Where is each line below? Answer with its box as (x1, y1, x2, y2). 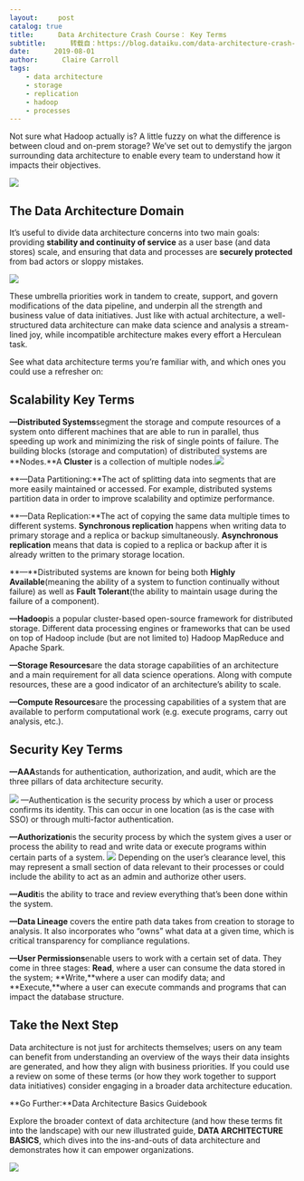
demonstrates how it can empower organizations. (9, 1144, 195, 1155)
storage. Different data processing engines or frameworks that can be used (9, 622, 291, 633)
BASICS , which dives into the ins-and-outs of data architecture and (9, 1135, 261, 1146)
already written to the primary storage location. (9, 549, 185, 560)
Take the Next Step (9, 1018, 119, 1033)
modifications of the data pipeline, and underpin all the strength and (9, 300, 263, 311)
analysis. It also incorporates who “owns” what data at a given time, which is (9, 925, 295, 936)
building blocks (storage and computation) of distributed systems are (9, 445, 268, 456)
